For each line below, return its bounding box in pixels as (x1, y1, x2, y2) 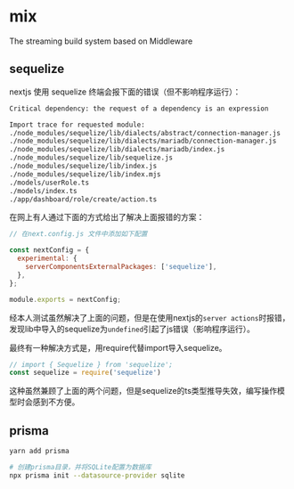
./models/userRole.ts (9, 178, 90, 187)
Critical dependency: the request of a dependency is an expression (9, 104, 269, 113)
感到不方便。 (32, 396, 80, 407)
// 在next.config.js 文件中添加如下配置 (9, 230, 148, 239)
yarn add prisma (9, 447, 69, 456)
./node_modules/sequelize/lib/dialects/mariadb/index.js (9, 145, 225, 154)
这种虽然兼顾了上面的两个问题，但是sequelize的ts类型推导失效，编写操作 (9, 386, 278, 396)
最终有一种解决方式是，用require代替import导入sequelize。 (9, 342, 227, 353)
